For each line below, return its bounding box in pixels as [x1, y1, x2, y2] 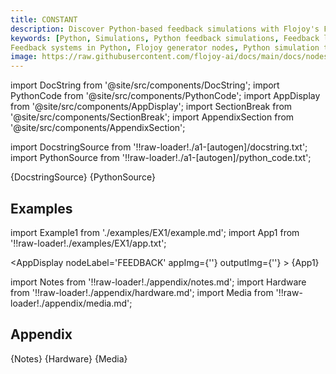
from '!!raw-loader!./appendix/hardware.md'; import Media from [10, 286, 274, 298]
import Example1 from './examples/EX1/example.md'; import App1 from [10, 226, 300, 238]
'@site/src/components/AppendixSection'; [10, 122, 186, 134]
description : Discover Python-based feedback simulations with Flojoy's [10, 24, 320, 34]
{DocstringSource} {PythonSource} [10, 171, 156, 183]
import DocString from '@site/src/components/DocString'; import [10, 79, 280, 91]
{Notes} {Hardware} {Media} [10, 352, 128, 365]
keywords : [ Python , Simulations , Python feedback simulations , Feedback [10, 33, 320, 43]
